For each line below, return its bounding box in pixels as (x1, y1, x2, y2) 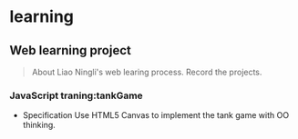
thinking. (22, 120, 57, 131)
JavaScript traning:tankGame (9, 89, 143, 102)
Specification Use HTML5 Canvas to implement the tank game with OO (22, 110, 290, 121)
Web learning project (9, 43, 132, 58)
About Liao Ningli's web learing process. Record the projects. (31, 66, 262, 77)
